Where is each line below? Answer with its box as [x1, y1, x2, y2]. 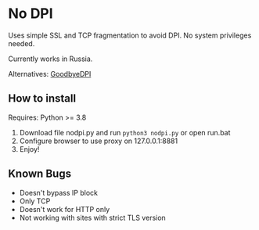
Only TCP [19, 196, 51, 206]
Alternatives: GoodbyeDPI [8, 69, 92, 78]
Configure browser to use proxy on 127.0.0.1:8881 [19, 136, 178, 146]
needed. [8, 38, 35, 48]
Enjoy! [19, 144, 40, 153]
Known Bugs [8, 167, 72, 181]
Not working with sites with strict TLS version [19, 213, 166, 222]
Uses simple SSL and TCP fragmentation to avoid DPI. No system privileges [8, 31, 252, 40]
